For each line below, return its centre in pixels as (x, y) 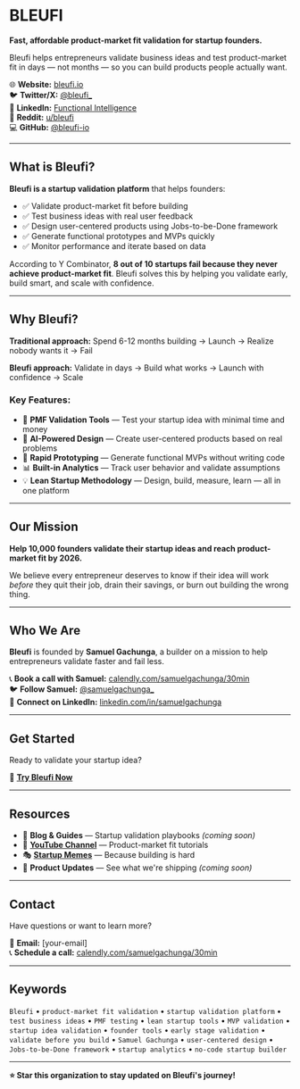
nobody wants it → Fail (51, 350)
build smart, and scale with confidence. (82, 283)
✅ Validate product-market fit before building (105, 205)
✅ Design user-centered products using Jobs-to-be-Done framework (150, 226)
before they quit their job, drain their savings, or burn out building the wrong (149, 585)
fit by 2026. (60, 558)
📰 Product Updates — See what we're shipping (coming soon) (137, 868)
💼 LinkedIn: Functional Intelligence (73, 107)
